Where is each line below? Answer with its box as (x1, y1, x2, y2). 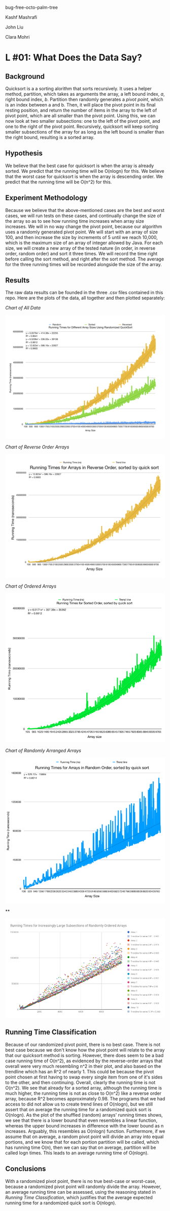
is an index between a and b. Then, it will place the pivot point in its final (5, 102, 156, 108)
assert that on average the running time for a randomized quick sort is (5, 1106, 152, 1113)
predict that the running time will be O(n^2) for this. (5, 178, 112, 185)
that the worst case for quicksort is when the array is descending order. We (5, 173, 163, 179)
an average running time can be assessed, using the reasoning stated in (5, 1189, 156, 1195)
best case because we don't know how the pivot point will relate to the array (5, 1047, 165, 1053)
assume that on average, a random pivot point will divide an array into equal (5, 1134, 164, 1140)
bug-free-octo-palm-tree (5, 5, 58, 10)
